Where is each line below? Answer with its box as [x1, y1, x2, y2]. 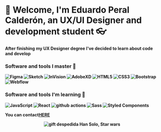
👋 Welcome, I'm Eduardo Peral [5, 4, 130, 16]
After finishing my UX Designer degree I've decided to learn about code [5, 45, 153, 51]
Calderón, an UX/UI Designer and [5, 15, 142, 26]
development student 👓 [5, 26, 106, 37]
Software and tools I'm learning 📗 [5, 91, 85, 98]
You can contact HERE [5, 112, 50, 117]
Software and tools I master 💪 [5, 63, 77, 70]
